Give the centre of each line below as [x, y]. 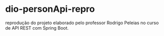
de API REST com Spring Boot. [37, 28]
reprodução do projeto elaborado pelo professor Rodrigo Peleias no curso [82, 23]
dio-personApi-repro [50, 9]
